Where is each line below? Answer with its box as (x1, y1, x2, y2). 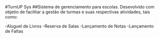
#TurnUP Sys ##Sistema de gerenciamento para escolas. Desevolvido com (5, 4, 155, 9)
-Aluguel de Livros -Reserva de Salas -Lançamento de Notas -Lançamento (5, 23, 154, 29)
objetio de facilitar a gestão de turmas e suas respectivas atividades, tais (5, 9, 150, 15)
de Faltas (5, 28, 23, 34)
